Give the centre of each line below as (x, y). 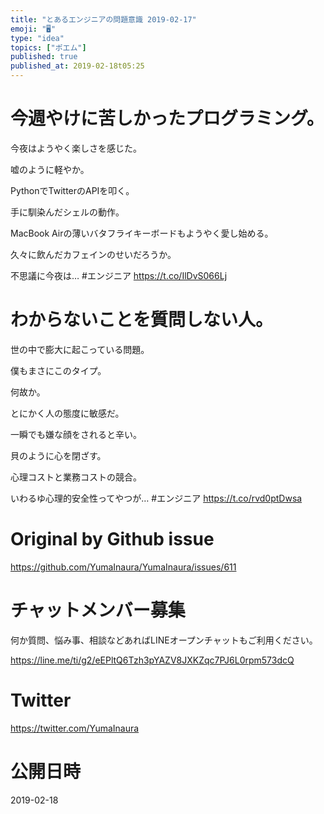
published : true (44, 57)
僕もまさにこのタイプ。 (58, 370)
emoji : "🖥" (33, 29)
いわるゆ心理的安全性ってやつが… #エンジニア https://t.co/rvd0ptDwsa (156, 498)
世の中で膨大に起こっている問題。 (80, 349)
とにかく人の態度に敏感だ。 (67, 413)
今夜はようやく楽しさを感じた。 (76, 148)
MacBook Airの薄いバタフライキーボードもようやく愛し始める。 (142, 233)
